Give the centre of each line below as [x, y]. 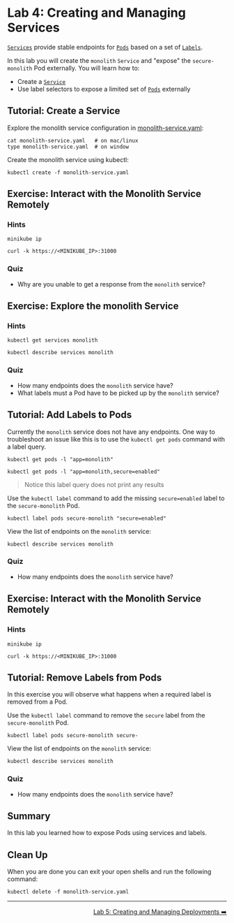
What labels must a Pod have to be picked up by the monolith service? [118, 393]
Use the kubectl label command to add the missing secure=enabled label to [116, 498]
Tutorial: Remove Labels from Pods [85, 677]
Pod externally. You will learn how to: [87, 68]
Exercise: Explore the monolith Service [93, 306]
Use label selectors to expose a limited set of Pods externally [104, 89]
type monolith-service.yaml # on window [68, 147]
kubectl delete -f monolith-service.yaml [68, 892]
